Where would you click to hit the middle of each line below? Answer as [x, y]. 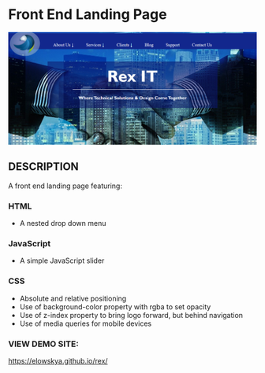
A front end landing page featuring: [65, 186]
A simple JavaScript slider [62, 260]
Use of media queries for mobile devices [86, 323]
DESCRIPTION [43, 167]
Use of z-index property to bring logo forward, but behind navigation [131, 315]
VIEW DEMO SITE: [43, 344]
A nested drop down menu [63, 223]
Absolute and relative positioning [73, 298]
